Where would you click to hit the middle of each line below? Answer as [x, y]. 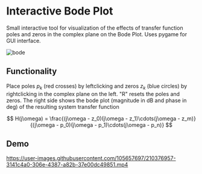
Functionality [32, 72]
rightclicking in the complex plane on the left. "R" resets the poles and [93, 94]
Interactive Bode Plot [60, 11]
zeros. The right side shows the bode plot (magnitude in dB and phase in [96, 100]
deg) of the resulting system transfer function [63, 106]
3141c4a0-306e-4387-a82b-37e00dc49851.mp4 [67, 165]
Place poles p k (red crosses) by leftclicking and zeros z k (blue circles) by [97, 87]
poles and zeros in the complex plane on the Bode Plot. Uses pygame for [97, 34]
